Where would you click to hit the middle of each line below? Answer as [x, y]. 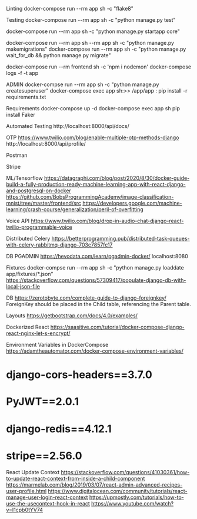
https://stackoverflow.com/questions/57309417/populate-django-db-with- [96, 280]
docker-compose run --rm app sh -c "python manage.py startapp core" [93, 31]
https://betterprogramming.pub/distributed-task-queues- [121, 239]
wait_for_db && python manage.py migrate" [59, 55]
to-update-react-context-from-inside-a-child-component [76, 478]
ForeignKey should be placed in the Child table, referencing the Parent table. [98, 304]
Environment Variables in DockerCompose [57, 345]
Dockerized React [28, 327]
